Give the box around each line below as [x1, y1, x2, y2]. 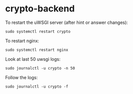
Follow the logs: [5, 74, 38, 80]
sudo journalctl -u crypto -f [5, 84, 69, 89]
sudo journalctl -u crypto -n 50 [5, 66, 75, 71]
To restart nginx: [5, 38, 39, 44]
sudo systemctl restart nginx [5, 47, 69, 52]
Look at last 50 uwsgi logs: [5, 56, 61, 62]
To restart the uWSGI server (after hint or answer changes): [5, 19, 128, 25]
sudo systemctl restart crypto [5, 29, 71, 34]
